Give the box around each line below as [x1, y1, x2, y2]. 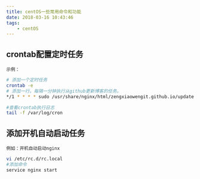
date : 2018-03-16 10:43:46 [6, 14, 74, 20]
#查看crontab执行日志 [6, 104, 55, 111]
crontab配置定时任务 [6, 49, 84, 59]
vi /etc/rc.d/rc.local [6, 156, 63, 162]
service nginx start [6, 167, 58, 173]
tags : [6, 20, 20, 26]
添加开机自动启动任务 [6, 128, 85, 138]
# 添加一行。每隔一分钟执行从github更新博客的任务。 [6, 88, 122, 94]
